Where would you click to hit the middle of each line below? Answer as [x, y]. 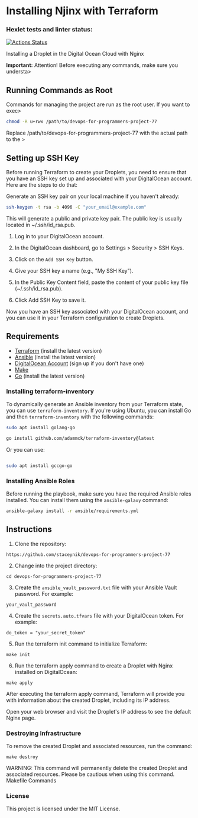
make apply [20, 683]
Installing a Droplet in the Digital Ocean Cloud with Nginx [75, 54]
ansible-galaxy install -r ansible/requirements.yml [72, 511]
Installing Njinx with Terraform [82, 11]
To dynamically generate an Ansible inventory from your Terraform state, [95, 404]
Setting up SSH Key [43, 158]
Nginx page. [21, 718]
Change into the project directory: [56, 565]
